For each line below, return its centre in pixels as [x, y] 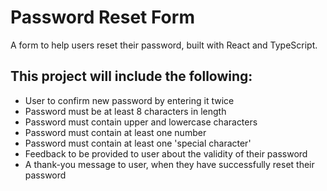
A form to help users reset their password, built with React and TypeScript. [164, 45]
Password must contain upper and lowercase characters [141, 122]
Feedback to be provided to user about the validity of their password [166, 153]
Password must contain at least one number [115, 132]
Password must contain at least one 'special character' [138, 143]
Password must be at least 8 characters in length [125, 111]
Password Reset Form [102, 17]
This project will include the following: [131, 76]
